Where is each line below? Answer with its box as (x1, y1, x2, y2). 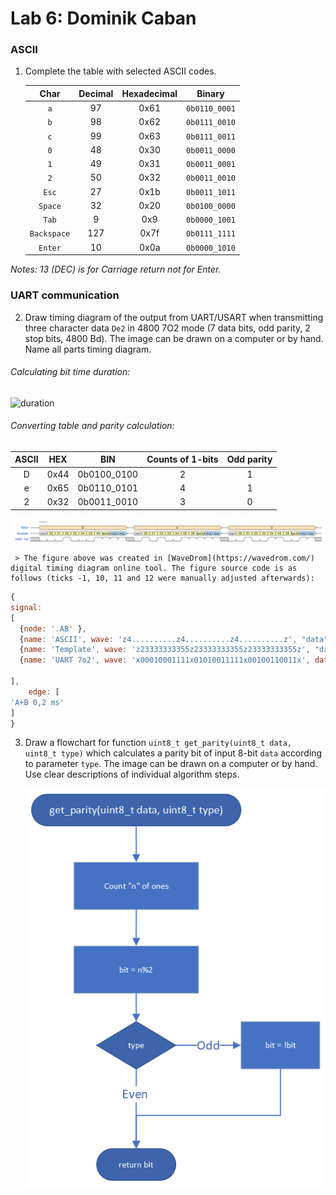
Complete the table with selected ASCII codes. (24, 65, 217, 77)
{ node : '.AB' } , (19, 623, 87, 634)
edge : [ (28, 687, 60, 697)
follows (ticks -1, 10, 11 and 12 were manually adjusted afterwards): (10, 573, 315, 584)
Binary (196, 87, 225, 99)
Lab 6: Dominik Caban (10, 7, 197, 30)
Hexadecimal (121, 87, 178, 99)
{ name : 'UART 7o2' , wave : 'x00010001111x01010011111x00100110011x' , (19, 655, 311, 666)
